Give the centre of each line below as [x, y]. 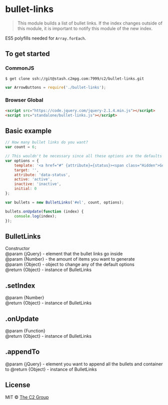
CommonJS [20, 68]
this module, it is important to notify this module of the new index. [85, 28]
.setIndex [20, 285]
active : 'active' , [33, 179]
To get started [27, 54]
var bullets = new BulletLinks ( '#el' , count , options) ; [64, 202]
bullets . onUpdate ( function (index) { [44, 212]
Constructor [17, 249]
